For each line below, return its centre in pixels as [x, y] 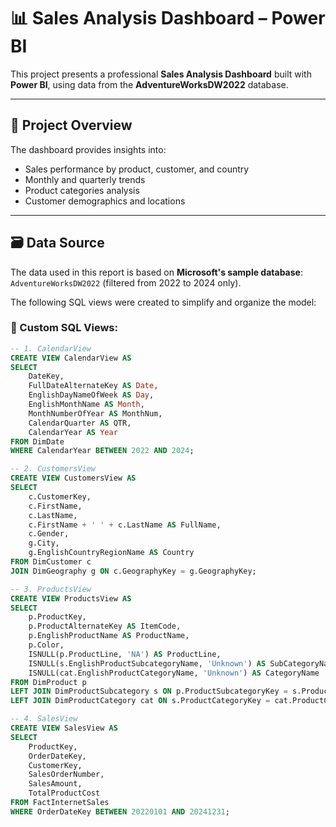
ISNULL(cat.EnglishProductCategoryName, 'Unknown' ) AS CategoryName [174, 673]
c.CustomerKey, [60, 496]
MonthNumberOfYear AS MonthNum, [95, 413]
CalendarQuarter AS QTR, [80, 423]
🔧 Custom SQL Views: [64, 328]
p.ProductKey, [57, 617]
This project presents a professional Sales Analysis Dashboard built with [161, 74]
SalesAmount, [55, 784]
